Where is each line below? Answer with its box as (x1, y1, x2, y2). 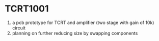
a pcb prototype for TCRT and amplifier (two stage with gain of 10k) (12, 19, 154, 25)
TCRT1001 (5, 3, 49, 14)
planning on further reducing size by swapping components (12, 30, 138, 36)
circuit (12, 24, 26, 30)
